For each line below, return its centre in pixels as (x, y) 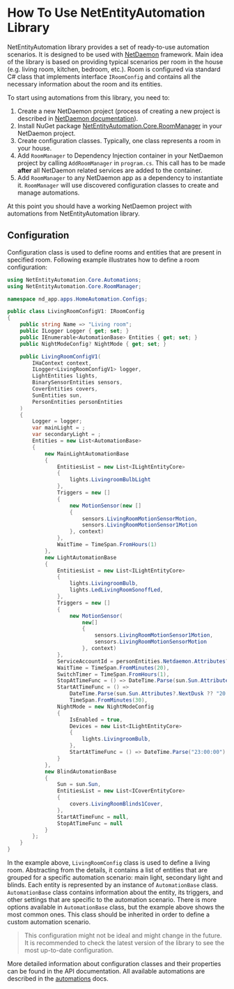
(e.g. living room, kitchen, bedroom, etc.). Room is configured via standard (114, 69)
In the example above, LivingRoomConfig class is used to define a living (109, 862)
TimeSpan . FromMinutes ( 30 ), (109, 700)
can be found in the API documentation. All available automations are (106, 971)
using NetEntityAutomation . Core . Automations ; (74, 280)
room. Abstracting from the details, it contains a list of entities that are (107, 870)
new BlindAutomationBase (80, 771)
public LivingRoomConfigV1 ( (60, 356)
